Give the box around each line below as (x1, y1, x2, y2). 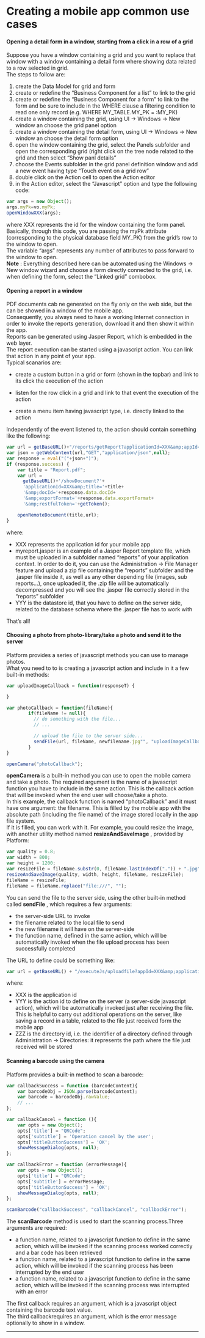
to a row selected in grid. (6, 64, 69, 72)
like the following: (6, 432, 51, 439)
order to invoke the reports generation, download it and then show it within (6, 320, 194, 328)
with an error (15, 1288, 48, 1295)
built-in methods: (6, 671, 49, 678)
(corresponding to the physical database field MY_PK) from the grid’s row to (6, 234, 198, 241)
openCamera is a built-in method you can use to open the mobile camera (6, 772, 191, 779)
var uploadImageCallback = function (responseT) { (6, 683, 135, 689)
